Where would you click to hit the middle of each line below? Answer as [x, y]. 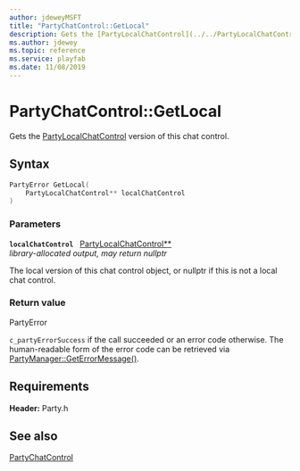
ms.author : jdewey [43, 42]
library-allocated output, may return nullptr [88, 253]
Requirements [49, 387]
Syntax [29, 165]
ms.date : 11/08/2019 [48, 68]
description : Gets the [51, 34]
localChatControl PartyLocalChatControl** [91, 244]
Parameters [35, 224]
